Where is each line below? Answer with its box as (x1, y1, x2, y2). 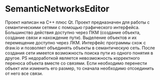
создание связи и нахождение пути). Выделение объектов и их (5, 35, 137, 40)
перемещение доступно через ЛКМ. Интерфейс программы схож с (5, 40, 146, 45)
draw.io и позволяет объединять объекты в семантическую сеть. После (5, 45, 156, 51)
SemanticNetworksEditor (5, 3, 109, 14)
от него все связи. (5, 70, 43, 76)
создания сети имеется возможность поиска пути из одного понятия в (5, 50, 153, 56)
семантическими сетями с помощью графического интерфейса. (5, 24, 140, 30)
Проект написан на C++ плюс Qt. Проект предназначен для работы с (5, 19, 150, 25)
